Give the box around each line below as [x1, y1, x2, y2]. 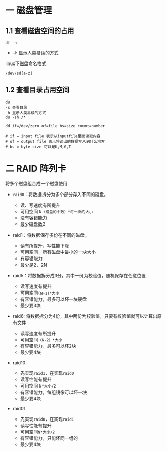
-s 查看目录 [5, 105, 28, 110]
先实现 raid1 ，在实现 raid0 [20, 370, 74, 376]
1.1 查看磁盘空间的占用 [5, 26, 74, 35]
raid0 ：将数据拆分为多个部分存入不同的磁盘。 [12, 191, 109, 197]
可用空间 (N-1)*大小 [20, 289, 60, 296]
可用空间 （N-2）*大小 [20, 336, 62, 343]
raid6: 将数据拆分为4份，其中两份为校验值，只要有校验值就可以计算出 [12, 313, 158, 319]
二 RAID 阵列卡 [5, 163, 67, 174]
